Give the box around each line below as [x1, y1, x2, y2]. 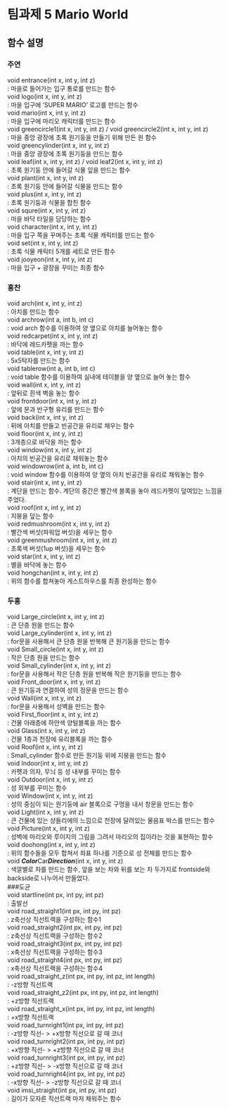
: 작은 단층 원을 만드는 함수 [7, 653, 81, 662]
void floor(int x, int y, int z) [7, 430, 83, 438]
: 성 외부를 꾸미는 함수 [7, 784, 67, 792]
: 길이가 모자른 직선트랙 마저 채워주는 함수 [7, 1094, 122, 1103]
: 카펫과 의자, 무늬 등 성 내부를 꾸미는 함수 [7, 767, 122, 776]
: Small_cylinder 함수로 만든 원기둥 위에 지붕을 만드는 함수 [7, 751, 167, 760]
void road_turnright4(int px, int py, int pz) [7, 1070, 126, 1078]
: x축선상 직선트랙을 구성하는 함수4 [7, 964, 103, 972]
